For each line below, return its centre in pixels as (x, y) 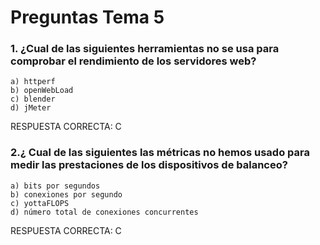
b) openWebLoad (42, 91)
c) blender (33, 99)
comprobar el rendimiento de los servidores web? (133, 61)
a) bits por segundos (55, 186)
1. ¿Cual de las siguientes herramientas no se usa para (145, 49)
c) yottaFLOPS (40, 203)
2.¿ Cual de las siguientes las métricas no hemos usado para (160, 153)
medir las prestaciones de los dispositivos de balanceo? (149, 165)
